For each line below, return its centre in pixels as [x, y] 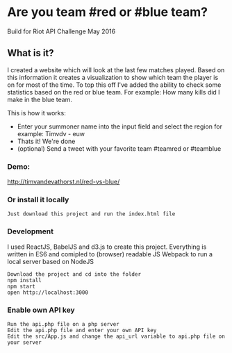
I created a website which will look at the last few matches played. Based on [116, 69]
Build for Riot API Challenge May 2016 [61, 31]
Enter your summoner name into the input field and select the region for [119, 126]
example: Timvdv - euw [51, 133]
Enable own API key [41, 310]
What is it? [31, 53]
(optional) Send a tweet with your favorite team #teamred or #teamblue [119, 148]
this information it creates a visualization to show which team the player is [113, 77]
